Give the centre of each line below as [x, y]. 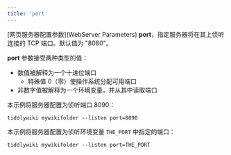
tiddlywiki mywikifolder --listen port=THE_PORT [79, 145]
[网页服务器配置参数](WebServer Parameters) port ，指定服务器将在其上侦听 [115, 34]
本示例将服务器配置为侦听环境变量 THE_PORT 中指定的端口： [91, 131]
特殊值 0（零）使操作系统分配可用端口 [82, 81]
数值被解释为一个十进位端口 [57, 72]
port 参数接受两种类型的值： [48, 58]
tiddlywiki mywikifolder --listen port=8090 [72, 118]
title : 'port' [28, 14]
